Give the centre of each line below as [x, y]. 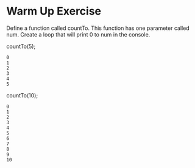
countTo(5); [21, 46]
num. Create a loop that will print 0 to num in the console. [78, 34]
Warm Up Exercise [54, 11]
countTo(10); [22, 95]
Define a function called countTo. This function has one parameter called [98, 28]
